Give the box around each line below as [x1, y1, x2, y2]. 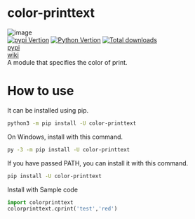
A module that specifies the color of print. [7, 58, 128, 66]
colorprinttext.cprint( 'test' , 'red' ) [7, 206, 118, 213]
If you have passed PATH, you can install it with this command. [7, 158, 189, 167]
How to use [7, 83, 74, 99]
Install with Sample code [7, 185, 79, 194]
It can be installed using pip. [7, 106, 89, 114]
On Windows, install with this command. [7, 132, 123, 141]
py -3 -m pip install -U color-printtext [7, 146, 130, 153]
